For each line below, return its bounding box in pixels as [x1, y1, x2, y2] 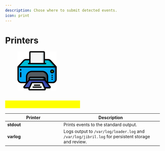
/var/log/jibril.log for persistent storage [63, 134, 150, 140]
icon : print [5, 13, 29, 18]
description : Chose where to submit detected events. [5, 8, 118, 13]
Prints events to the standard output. [63, 122, 137, 127]
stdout [7, 122, 21, 127]
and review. [63, 139, 87, 145]
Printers [5, 35, 39, 46]
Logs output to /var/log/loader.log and [63, 128, 145, 134]
